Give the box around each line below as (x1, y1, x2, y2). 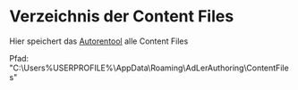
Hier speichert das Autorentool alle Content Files (9, 36, 189, 46)
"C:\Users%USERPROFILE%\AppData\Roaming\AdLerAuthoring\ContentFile (9, 62, 289, 73)
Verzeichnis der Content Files (9, 6, 234, 27)
